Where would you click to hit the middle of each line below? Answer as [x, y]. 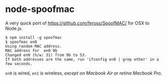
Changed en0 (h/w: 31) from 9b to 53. [46, 55]
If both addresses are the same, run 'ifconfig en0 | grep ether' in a [82, 59]
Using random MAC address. [34, 46]
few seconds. [19, 63]
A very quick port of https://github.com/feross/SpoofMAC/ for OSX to [77, 23]
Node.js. [14, 28]
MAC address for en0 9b [31, 50]
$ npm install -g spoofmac [34, 37]
